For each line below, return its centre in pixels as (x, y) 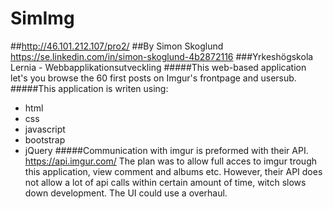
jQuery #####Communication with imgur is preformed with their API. (166, 150)
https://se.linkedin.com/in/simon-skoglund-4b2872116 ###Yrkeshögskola (162, 56)
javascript (45, 129)
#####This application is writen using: (89, 88)
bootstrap (45, 139)
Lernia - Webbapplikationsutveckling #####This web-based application (158, 67)
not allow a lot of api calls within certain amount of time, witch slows (165, 182)
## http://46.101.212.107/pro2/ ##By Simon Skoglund (117, 46)
